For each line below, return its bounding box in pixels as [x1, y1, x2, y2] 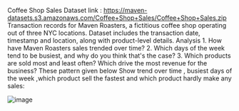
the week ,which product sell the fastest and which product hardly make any [7, 74, 232, 83]
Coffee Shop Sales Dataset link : [7, 6, 102, 14]
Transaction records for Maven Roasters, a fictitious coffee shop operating [7, 21, 227, 29]
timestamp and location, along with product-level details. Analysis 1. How [7, 36, 223, 45]
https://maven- [103, 6, 148, 14]
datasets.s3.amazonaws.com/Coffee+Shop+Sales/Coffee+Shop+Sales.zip [7, 14, 227, 22]
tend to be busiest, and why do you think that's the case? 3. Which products [7, 51, 231, 60]
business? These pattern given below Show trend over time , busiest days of [7, 67, 233, 75]
